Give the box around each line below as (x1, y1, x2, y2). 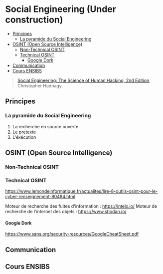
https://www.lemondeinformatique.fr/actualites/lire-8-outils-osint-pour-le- (5, 188, 158, 194)
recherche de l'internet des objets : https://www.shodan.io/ (5, 209, 127, 215)
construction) (5, 14, 63, 25)
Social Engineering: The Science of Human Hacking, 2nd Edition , (17, 77, 151, 83)
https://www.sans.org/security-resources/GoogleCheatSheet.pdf (5, 231, 139, 237)
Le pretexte (12, 129, 36, 135)
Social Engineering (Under (5, 3, 116, 15)
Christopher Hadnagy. (17, 82, 63, 88)
